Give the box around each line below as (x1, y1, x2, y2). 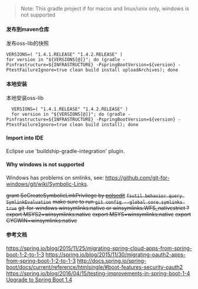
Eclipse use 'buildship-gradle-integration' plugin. (6, 147, 125, 154)
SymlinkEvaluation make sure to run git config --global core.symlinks (6, 198, 183, 205)
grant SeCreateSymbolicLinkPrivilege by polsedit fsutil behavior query (6, 191, 182, 199)
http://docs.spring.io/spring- (76, 257, 147, 265)
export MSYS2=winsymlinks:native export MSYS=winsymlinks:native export (6, 210, 191, 217)
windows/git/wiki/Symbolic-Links (6, 180, 87, 187)
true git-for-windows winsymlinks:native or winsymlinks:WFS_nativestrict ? (6, 204, 190, 212)
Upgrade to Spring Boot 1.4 (6, 276, 73, 283)
